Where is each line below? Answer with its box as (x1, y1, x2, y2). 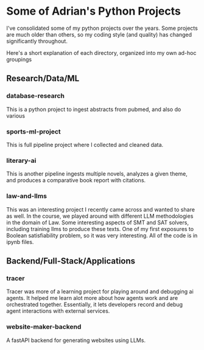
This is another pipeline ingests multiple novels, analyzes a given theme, (6, 170, 188, 177)
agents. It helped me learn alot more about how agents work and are (6, 295, 178, 302)
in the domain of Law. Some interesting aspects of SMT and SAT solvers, (6, 218, 189, 226)
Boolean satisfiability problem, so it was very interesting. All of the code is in (6, 232, 198, 239)
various (6, 112, 26, 120)
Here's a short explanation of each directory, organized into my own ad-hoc (6, 49, 197, 56)
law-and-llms (6, 192, 47, 201)
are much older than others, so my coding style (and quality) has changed (6, 30, 192, 38)
